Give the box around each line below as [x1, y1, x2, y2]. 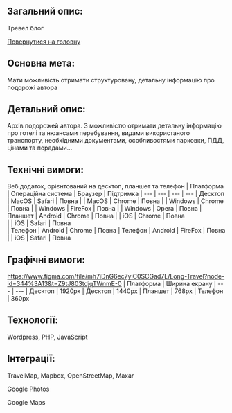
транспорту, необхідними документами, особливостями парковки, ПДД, [7, 137, 224, 145]
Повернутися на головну [7, 37, 81, 46]
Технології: [7, 315, 59, 326]
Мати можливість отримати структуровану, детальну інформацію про [7, 76, 215, 84]
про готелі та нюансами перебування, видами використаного [7, 129, 190, 137]
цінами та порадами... [7, 143, 73, 152]
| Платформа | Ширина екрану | [123, 280, 217, 288]
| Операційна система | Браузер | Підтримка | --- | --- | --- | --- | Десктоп [7, 190, 225, 198]
